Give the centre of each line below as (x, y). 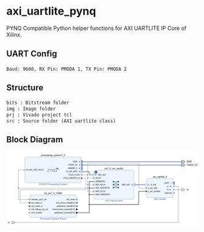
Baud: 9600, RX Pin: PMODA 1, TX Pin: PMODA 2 (67, 69)
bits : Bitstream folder (38, 103)
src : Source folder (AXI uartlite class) (61, 121)
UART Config (32, 54)
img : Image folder (31, 109)
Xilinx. (14, 34)
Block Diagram (35, 140)
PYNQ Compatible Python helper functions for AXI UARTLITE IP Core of (97, 28)
